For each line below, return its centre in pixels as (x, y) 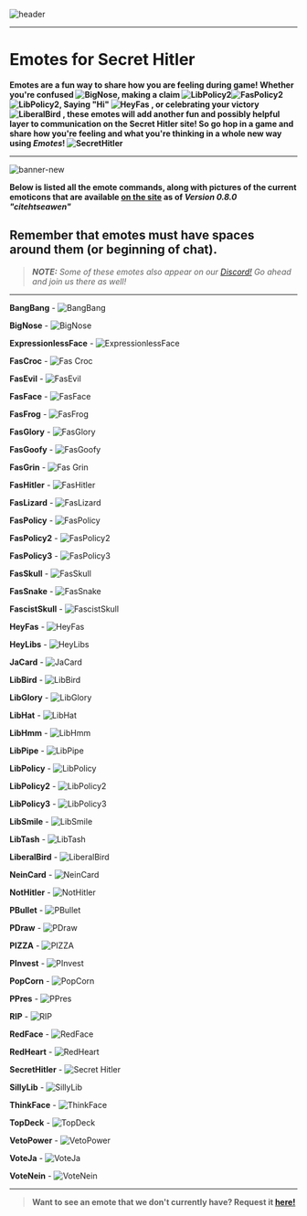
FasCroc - (29, 360)
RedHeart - (31, 1051)
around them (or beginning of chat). (113, 250)
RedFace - (30, 1034)
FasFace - (29, 396)
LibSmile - (29, 821)
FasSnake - (32, 591)
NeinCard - (31, 874)
